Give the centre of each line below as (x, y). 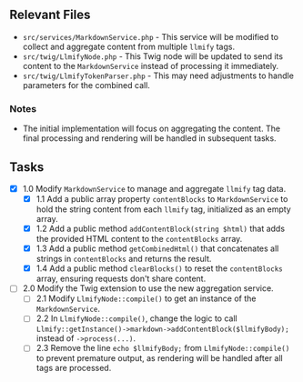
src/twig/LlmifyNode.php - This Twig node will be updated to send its (153, 56)
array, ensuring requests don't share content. (121, 279)
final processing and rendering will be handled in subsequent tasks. (149, 138)
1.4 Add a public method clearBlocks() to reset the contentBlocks (160, 268)
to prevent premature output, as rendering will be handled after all (160, 358)
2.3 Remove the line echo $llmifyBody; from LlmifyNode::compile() (163, 348)
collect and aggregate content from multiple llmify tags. (128, 46)
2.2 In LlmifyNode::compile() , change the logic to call (137, 318)
